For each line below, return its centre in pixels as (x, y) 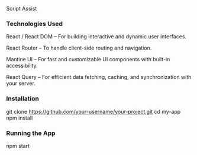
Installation (23, 98)
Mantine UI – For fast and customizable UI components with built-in (88, 60)
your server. (21, 83)
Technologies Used (35, 24)
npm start (18, 146)
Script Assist (22, 9)
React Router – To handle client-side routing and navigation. (79, 48)
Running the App (31, 133)
